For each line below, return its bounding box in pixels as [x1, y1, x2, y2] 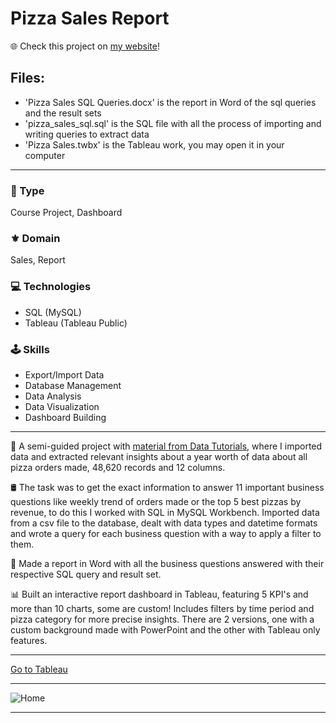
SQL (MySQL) [24, 306, 82, 318]
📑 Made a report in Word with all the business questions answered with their [10, 557, 325, 569]
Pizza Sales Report [10, 7, 170, 30]
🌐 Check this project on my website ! [10, 40, 160, 52]
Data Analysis [24, 390, 82, 402]
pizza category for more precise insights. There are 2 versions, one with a [10, 613, 315, 625]
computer [24, 149, 66, 161]
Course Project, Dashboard [10, 207, 123, 219]
